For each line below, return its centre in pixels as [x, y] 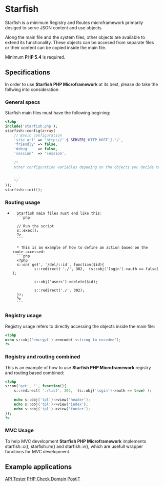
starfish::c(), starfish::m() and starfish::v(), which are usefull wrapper [74, 446]
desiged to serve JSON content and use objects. [54, 27]
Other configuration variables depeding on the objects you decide [84, 167]
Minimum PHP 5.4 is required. [35, 57]
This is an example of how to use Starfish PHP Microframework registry [78, 367]
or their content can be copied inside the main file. [56, 47]
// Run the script [35, 226]
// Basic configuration [38, 135]
